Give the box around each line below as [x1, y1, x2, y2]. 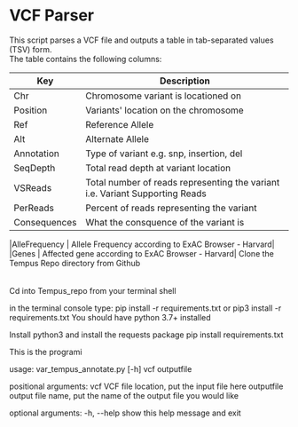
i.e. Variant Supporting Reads [85, 187, 207, 200]
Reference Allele [85, 118, 154, 130]
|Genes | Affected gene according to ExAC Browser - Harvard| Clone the [9, 248, 275, 258]
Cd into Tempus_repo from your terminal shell [9, 285, 176, 296]
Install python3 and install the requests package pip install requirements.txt [9, 329, 284, 340]
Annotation [13, 147, 59, 160]
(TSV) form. [9, 43, 52, 54]
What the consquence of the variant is [85, 216, 245, 228]
